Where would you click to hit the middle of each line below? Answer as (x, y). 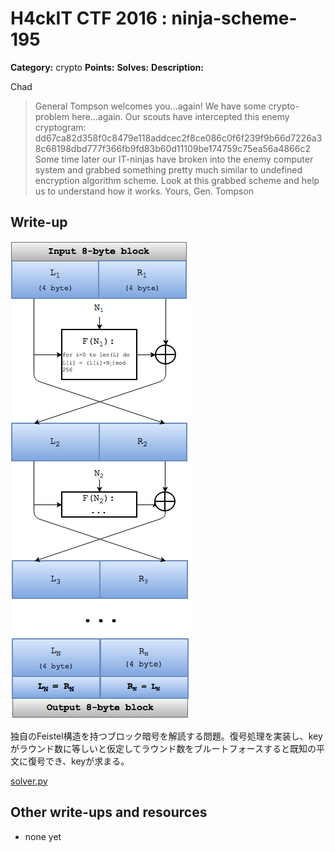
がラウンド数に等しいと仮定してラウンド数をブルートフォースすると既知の (163, 748)
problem (52, 116)
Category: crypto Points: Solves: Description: (107, 67)
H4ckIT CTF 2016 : (89, 18)
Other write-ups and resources (109, 812)
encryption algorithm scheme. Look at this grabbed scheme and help (177, 180)
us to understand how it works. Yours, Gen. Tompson (144, 191)
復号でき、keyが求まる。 (78, 761)
